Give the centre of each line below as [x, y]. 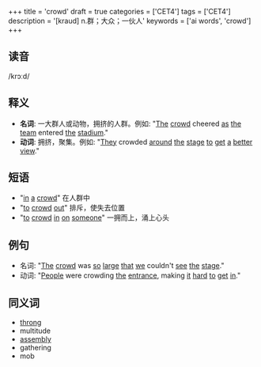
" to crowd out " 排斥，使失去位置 [72, 208]
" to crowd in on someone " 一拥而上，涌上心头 [95, 218]
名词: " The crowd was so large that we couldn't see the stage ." [122, 266]
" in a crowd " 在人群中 [55, 198]
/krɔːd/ [19, 76]
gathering [35, 348]
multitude [35, 331]
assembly [35, 339]
